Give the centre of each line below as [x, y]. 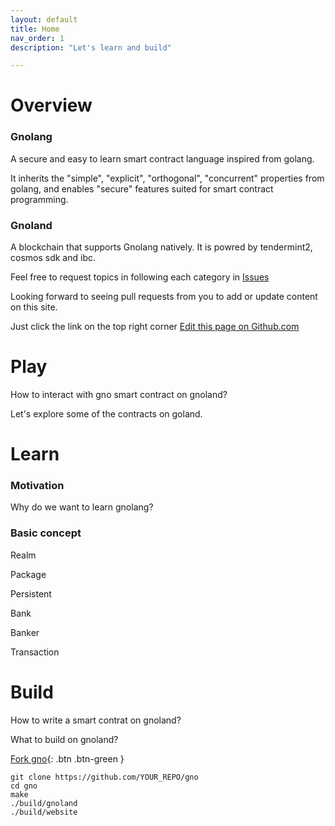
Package [28, 574]
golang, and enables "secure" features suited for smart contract [142, 188]
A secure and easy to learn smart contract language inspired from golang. [162, 158]
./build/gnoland [44, 803]
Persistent [31, 593]
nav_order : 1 [37, 38]
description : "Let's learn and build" [91, 47]
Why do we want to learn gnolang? [82, 507]
